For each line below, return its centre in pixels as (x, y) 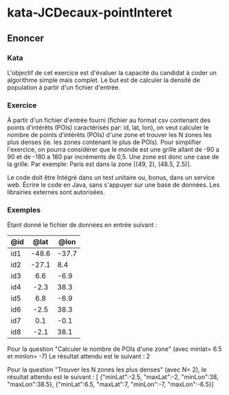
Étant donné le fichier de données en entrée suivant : (82, 225)
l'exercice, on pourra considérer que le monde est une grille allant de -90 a (113, 150)
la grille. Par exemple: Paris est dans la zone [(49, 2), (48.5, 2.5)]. (99, 164)
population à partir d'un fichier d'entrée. (64, 87)
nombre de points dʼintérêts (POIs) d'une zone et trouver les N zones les (109, 135)
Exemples (24, 210)
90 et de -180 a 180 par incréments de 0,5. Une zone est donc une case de (113, 157)
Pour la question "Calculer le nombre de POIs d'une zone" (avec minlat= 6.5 (115, 349)
